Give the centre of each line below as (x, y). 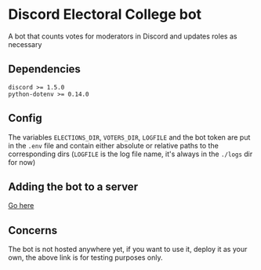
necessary (25, 44)
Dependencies (44, 69)
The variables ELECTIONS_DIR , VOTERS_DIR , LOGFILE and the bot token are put (129, 137)
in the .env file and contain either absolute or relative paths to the (114, 145)
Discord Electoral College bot (105, 15)
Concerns (33, 230)
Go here (21, 206)
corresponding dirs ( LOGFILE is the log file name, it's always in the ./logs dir (130, 154)
